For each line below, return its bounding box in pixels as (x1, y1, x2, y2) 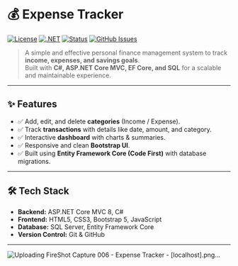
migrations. (17, 157, 51, 165)
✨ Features (7, 98, 57, 111)
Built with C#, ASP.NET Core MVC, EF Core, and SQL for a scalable (24, 63, 222, 72)
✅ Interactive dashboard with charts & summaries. (17, 133, 166, 141)
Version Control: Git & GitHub (17, 230, 105, 238)
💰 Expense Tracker (7, 6, 124, 23)
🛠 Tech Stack (7, 185, 69, 197)
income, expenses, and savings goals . (24, 55, 140, 65)
